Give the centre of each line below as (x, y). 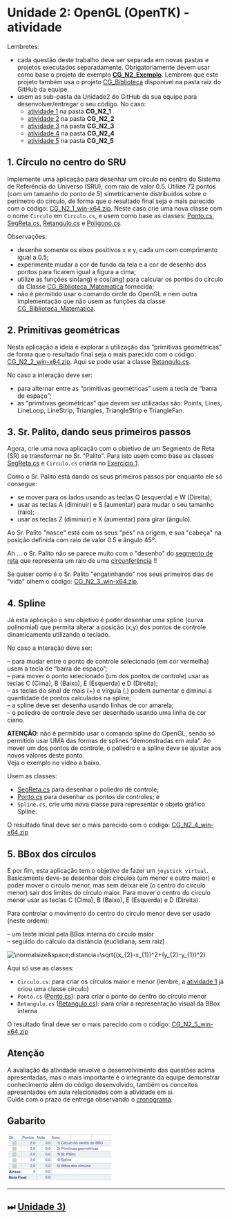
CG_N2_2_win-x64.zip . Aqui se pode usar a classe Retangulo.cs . (99, 361)
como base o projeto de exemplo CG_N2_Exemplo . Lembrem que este (118, 75)
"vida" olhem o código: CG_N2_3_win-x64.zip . (73, 582)
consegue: (22, 484)
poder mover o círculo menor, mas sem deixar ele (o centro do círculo (106, 885)
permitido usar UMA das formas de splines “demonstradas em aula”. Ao (109, 741)
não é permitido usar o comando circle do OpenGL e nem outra (107, 294)
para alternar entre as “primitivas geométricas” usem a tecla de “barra (117, 388)
